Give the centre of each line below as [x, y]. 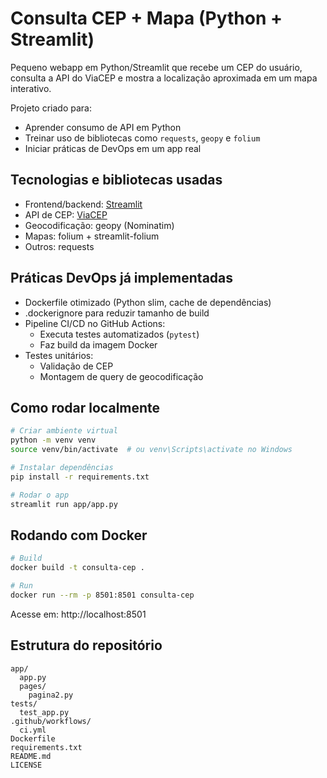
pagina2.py [51, 695]
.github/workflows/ [51, 721]
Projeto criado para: [51, 108]
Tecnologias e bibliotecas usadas [116, 180]
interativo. [31, 88]
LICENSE [26, 765]
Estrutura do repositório [86, 645]
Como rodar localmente [85, 407]
